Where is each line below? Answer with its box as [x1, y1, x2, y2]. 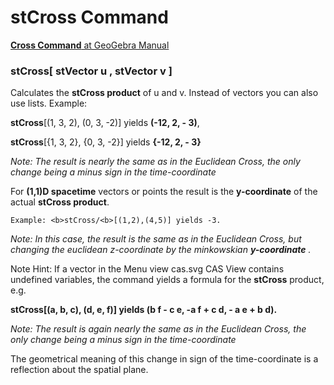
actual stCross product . [10, 196, 110, 208]
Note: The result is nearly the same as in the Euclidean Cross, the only [10, 156, 301, 168]
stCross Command [10, 6, 169, 29]
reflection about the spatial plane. [10, 364, 149, 376]
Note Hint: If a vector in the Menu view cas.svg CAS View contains [10, 263, 285, 275]
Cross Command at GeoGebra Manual [10, 39, 170, 51]
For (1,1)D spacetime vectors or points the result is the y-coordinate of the [10, 186, 318, 198]
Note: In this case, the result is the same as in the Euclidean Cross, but [10, 233, 302, 245]
